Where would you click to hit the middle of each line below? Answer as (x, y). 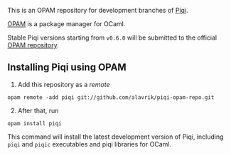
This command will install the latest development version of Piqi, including (116, 137)
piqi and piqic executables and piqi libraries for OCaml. (90, 144)
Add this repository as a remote (64, 84)
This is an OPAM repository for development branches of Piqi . (98, 10)
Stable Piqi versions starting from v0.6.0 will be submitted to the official (112, 38)
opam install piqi (34, 123)
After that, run (38, 110)
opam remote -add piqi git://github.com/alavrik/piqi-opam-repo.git (111, 97)
